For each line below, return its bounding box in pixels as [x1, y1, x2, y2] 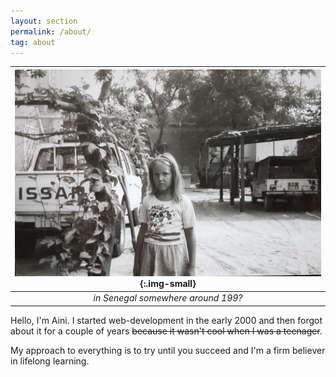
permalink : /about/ [10, 26, 92, 37]
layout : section [10, 16, 78, 26]
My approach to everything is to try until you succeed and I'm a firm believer [10, 344, 326, 356]
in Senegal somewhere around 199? [93, 292, 243, 304]
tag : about [10, 37, 56, 47]
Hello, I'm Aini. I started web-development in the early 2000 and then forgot [10, 314, 323, 326]
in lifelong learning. [10, 355, 90, 367]
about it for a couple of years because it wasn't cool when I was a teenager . [10, 325, 323, 337]
